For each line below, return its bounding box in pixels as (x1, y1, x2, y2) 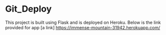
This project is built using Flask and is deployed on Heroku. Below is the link (5, 19, 161, 25)
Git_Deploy (5, 3, 52, 15)
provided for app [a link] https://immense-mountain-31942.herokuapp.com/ (5, 24, 161, 30)
